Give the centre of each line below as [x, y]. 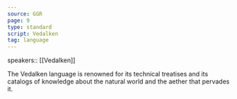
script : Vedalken [33, 34]
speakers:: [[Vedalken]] [41, 60]
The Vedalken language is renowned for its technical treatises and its [108, 74]
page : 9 [19, 21]
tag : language [28, 40]
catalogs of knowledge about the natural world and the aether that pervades [118, 81]
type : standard [30, 27]
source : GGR [25, 14]
